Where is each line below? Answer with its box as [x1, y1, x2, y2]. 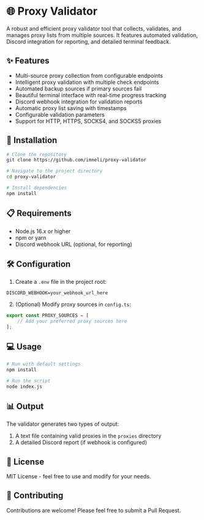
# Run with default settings [6, 361, 81, 367]
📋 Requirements [6, 208, 72, 218]
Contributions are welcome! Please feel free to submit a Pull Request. [6, 507, 181, 514]
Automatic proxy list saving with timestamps [15, 104, 127, 111]
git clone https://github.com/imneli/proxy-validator [6, 157, 147, 163]
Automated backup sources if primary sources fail [15, 84, 142, 92]
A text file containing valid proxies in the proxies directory [15, 433, 162, 440]
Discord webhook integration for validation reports [15, 98, 143, 105]
